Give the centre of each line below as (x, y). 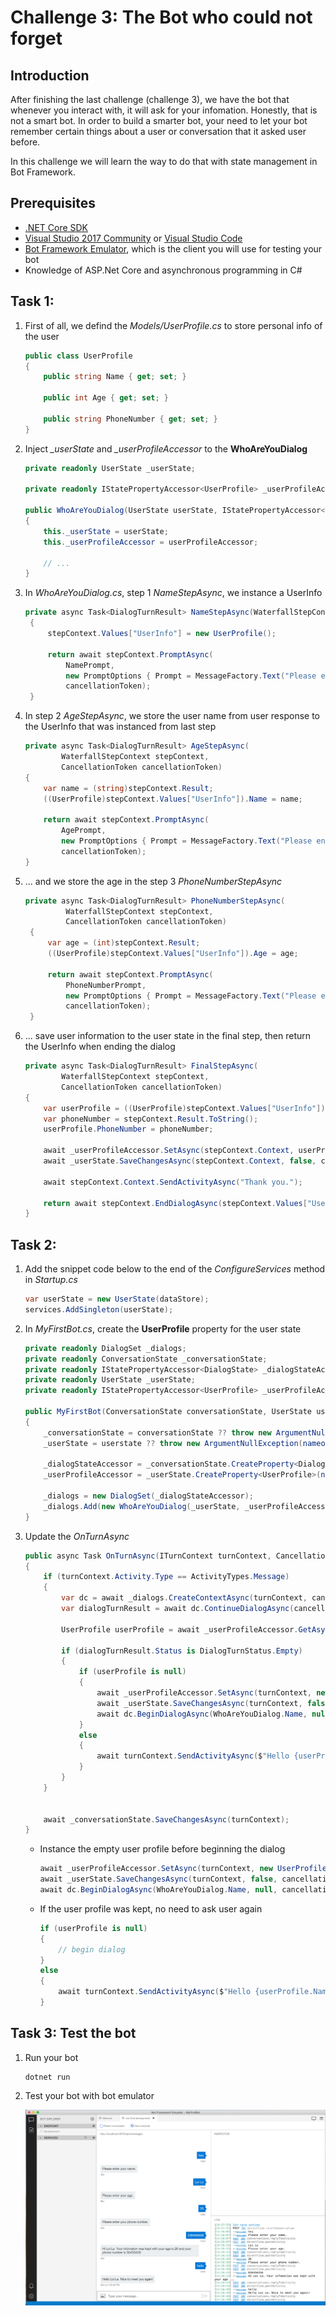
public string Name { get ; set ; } (115, 377)
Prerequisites (53, 203)
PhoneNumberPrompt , (106, 985)
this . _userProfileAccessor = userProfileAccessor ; (151, 542)
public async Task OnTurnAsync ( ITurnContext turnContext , (148, 1556)
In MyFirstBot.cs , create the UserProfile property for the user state (163, 1328)
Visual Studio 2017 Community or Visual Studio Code (133, 238)
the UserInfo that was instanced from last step (120, 727)
